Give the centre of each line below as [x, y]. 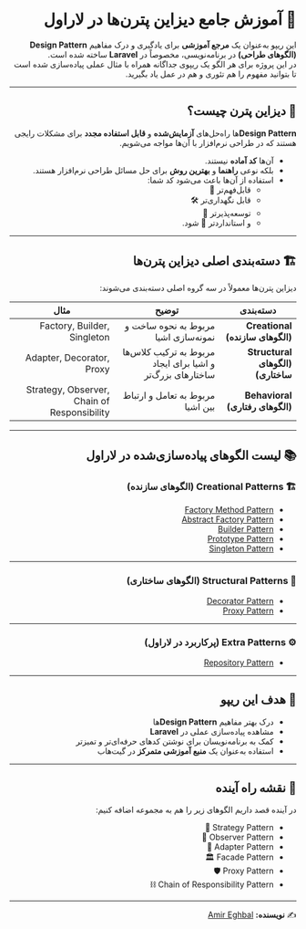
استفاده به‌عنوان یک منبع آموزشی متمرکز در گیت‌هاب [185, 751]
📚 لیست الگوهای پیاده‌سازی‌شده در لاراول [191, 455]
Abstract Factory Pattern [228, 519]
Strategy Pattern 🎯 [239, 828]
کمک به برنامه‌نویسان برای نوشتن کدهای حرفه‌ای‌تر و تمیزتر [175, 741]
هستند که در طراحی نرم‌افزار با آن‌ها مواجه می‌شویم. [208, 142]
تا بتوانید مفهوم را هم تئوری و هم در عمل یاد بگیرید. [211, 74]
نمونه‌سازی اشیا [185, 337]
